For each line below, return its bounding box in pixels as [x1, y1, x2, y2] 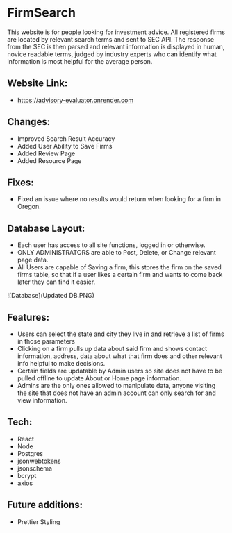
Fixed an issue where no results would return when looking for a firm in [17, 195, 221, 203]
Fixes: [7, 176, 35, 188]
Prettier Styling [17, 517, 60, 525]
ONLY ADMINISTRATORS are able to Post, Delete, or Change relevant [17, 248, 217, 257]
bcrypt [17, 471, 37, 480]
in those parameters [17, 337, 75, 345]
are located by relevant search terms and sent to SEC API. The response [7, 35, 214, 43]
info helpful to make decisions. [17, 359, 106, 367]
